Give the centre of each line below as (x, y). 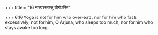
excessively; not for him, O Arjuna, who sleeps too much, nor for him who (79, 22)
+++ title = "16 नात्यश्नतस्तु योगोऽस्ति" (38, 8)
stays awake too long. (27, 27)
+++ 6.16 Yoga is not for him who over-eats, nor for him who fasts (71, 17)
